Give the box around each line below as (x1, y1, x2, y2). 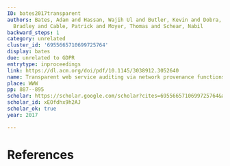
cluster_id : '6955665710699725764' (7, 42, 109, 49)
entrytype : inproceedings (7, 61, 81, 68)
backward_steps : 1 (7, 29, 60, 36)
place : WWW (7, 80, 38, 87)
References (7, 147, 74, 163)
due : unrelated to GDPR (7, 55, 75, 61)
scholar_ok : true (7, 105, 57, 112)
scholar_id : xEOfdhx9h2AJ (7, 99, 81, 106)
